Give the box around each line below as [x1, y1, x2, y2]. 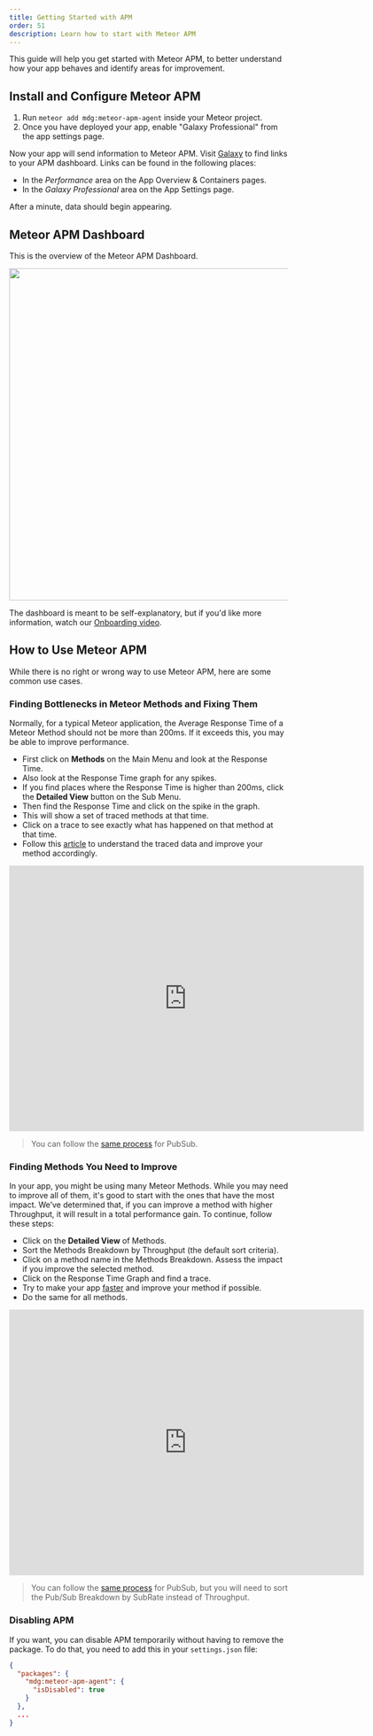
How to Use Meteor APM [9, 643, 148, 658]
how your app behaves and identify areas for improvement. [9, 63, 226, 74]
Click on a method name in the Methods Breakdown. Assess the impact [21, 1254, 284, 1265]
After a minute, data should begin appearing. [9, 201, 173, 213]
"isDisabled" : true [32, 1686, 105, 1694]
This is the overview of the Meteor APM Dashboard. [9, 251, 198, 261]
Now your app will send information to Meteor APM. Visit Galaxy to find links [9, 148, 288, 159]
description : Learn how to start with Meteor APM [9, 29, 197, 38]
